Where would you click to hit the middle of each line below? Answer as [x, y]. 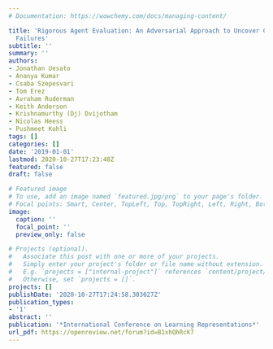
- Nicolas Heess [36, 122]
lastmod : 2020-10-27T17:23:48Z [61, 159]
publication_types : [41, 302]
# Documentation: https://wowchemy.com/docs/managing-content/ [118, 16]
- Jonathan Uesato [39, 69]
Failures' [32, 38]
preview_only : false [50, 234]
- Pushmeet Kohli [38, 129]
